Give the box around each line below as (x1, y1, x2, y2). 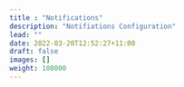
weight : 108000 (9, 64, 67, 73)
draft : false (9, 47, 59, 56)
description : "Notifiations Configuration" (9, 22, 177, 31)
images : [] (9, 55, 51, 64)
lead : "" (9, 30, 43, 39)
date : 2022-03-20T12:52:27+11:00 (9, 38, 136, 48)
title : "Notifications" (9, 13, 103, 23)
